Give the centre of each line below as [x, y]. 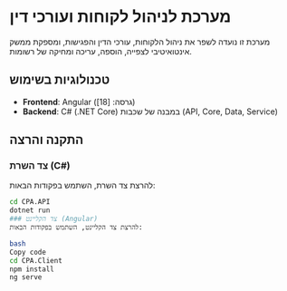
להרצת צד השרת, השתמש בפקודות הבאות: [82, 185]
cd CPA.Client [36, 260]
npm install [32, 269]
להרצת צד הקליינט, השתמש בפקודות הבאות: [76, 228]
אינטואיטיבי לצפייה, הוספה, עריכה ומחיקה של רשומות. [101, 51]
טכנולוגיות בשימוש [60, 80]
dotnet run [30, 210]
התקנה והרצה [47, 140]
